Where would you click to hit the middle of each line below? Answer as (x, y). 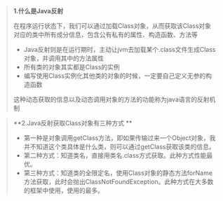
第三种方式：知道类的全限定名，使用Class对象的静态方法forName (118, 173)
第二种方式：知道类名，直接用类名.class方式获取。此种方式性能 (115, 155)
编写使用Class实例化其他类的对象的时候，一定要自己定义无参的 (115, 76)
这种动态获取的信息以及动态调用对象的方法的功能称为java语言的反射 (111, 99)
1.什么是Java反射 (38, 11)
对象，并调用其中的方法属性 (64, 58)
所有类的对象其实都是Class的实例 (72, 67)
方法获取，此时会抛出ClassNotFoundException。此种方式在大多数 (119, 182)
